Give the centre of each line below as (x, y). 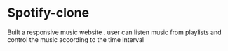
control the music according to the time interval (76, 39)
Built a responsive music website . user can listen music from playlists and (115, 32)
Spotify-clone (48, 13)
